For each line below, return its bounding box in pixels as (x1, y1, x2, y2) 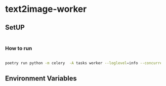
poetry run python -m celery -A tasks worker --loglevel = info (5, 60, 138, 65)
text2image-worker (5, 3, 87, 15)
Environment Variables (5, 74, 77, 83)
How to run (5, 45, 32, 52)
